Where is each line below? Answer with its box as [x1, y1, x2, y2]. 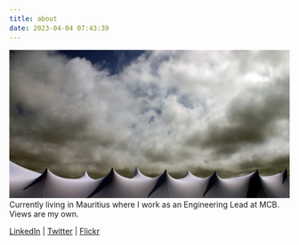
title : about [9, 14, 58, 23]
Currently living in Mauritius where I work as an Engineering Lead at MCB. [9, 200, 280, 210]
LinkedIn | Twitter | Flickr [9, 226, 101, 237]
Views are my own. [9, 209, 79, 219]
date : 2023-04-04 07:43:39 [9, 23, 109, 33]
